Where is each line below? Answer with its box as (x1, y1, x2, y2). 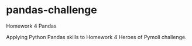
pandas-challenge (6, 3, 98, 17)
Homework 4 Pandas (6, 22, 57, 29)
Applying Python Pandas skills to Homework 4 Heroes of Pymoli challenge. (6, 33, 187, 40)
